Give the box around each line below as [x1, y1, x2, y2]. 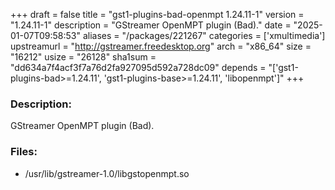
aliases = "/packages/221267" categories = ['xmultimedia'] [82, 30, 326, 41]
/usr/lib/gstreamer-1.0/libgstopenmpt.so [24, 167, 190, 179]
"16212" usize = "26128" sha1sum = [10, 51, 157, 63]
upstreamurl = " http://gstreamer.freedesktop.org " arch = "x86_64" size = [10, 40, 312, 52]
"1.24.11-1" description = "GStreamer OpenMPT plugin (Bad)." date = [10, 19, 292, 31]
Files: [10, 145, 38, 159]
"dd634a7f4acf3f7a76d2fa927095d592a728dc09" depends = [10, 62, 267, 73]
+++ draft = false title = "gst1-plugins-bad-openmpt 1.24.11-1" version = [10, 9, 305, 20]
